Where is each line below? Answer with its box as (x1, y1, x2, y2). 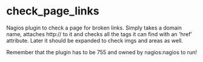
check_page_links (6, 4, 99, 18)
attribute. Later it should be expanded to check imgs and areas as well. (6, 37, 184, 44)
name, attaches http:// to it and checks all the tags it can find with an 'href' (6, 30, 193, 37)
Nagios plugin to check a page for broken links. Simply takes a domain (6, 24, 182, 31)
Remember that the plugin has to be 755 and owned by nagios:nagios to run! (6, 48, 198, 55)
